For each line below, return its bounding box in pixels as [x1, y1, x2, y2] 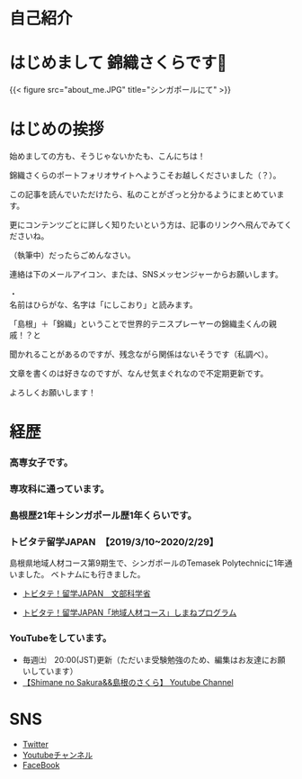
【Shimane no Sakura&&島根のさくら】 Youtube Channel [22, 676, 234, 687]
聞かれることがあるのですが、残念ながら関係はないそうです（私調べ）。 [9, 349, 270, 360]
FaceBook [22, 759, 60, 770]
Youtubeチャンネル [22, 749, 93, 760]
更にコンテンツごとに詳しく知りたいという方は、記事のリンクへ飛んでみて [9, 220, 285, 231]
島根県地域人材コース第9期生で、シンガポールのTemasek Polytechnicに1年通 [9, 557, 293, 568]
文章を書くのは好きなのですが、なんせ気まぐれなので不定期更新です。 [9, 368, 269, 379]
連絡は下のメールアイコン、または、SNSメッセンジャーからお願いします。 [9, 269, 283, 280]
